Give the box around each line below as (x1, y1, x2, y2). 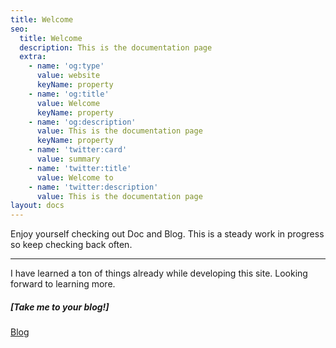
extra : (19, 52, 47, 62)
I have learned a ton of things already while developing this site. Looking (10, 267, 308, 280)
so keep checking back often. (10, 239, 133, 251)
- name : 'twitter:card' (28, 145, 128, 155)
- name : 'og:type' (28, 61, 105, 71)
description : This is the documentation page (19, 42, 213, 53)
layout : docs (10, 201, 65, 211)
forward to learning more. (10, 278, 116, 290)
